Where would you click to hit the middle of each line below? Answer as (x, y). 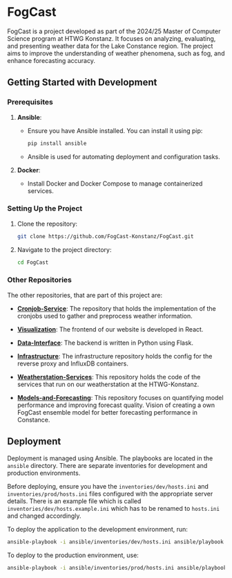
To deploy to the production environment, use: (73, 555)
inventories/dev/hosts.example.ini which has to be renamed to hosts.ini (113, 508)
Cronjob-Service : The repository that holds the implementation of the (116, 308)
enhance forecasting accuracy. (51, 60)
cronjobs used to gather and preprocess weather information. (105, 316)
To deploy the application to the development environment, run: (98, 529)
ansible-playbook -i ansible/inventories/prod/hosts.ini (91, 568)
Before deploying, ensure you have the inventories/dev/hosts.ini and (108, 486)
